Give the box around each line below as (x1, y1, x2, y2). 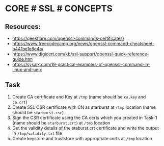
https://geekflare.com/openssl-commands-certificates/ (12, 35, 124, 41)
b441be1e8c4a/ (12, 46, 44, 51)
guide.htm (12, 56, 33, 62)
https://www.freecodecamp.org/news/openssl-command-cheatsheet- (12, 41, 155, 47)
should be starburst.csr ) (12, 109, 64, 115)
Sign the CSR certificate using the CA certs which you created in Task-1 (12, 115, 157, 121)
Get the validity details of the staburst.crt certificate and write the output (12, 125, 159, 131)
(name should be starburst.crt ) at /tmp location (12, 120, 110, 125)
